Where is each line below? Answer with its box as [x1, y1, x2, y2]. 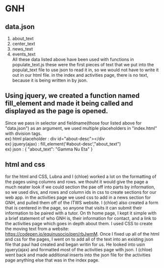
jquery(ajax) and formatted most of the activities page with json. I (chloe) [5, 246, 153, 252]
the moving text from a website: [5, 226, 70, 232]
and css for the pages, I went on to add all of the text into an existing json [5, 236, 154, 242]
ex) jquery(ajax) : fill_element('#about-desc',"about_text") [5, 141, 121, 147]
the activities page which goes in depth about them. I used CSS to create [5, 220, 153, 226]
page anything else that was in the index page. [5, 257, 100, 263]
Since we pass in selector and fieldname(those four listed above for [5, 120, 142, 126]
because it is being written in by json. [12, 77, 88, 83]
